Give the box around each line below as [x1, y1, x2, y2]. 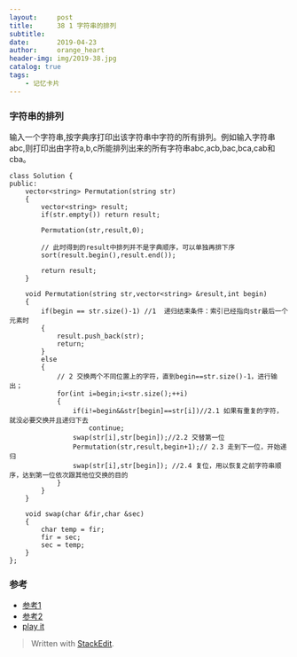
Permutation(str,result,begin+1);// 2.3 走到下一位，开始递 [72, 442, 287, 451]
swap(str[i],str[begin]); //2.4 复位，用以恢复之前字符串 [72, 461, 276, 470]
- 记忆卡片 [25, 79, 60, 88]
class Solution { [9, 171, 74, 180]
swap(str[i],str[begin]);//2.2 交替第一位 [72, 433, 225, 442]
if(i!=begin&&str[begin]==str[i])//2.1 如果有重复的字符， [72, 406, 284, 415]
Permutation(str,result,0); [41, 225, 145, 235]
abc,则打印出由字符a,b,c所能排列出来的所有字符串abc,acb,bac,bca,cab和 [9, 143, 276, 153]
